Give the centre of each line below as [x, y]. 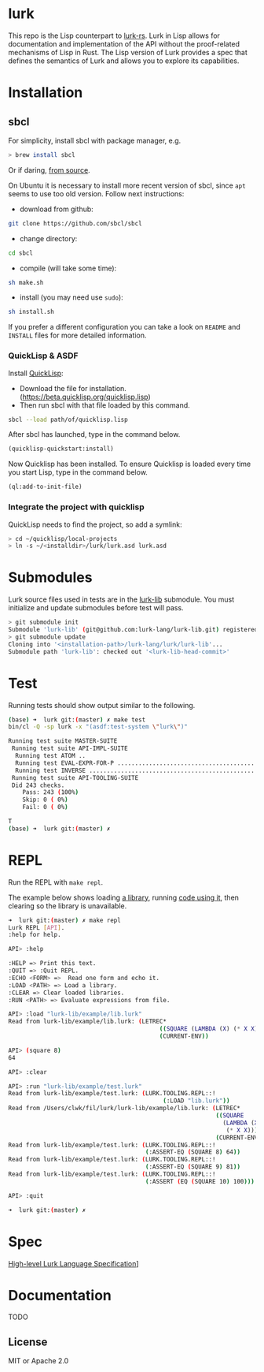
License [28, 1342]
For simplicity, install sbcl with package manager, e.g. [95, 140]
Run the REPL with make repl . [56, 882]
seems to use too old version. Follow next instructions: [96, 193]
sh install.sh [31, 312]
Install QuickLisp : [36, 373]
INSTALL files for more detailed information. [77, 335]
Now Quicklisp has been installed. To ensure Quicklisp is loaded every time [130, 464]
